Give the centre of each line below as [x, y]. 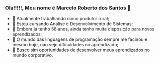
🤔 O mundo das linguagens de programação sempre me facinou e [80, 39]
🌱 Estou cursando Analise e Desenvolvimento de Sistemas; [73, 24]
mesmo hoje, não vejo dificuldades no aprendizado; [65, 45]
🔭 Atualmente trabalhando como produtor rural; [61, 19]
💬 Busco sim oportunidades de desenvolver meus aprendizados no [81, 50]
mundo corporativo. [33, 55]
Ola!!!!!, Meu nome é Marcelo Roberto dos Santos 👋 [68, 8]
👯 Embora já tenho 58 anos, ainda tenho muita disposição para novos [83, 29]
